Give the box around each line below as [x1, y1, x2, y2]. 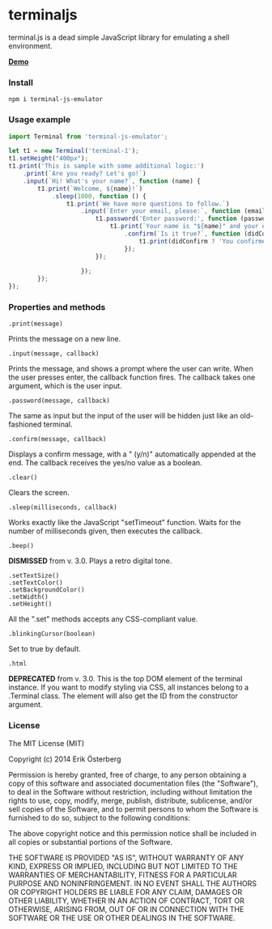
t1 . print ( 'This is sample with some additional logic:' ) [8, 162, 205, 171]
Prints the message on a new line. [8, 334, 121, 344]
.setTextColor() [8, 579, 63, 588]
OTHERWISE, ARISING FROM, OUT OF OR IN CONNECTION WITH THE [8, 904, 244, 914]
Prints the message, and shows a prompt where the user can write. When [8, 364, 253, 374]
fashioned [8, 419, 42, 430]
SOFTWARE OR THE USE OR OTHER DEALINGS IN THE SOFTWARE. [8, 913, 236, 923]
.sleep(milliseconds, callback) [8, 503, 117, 511]
